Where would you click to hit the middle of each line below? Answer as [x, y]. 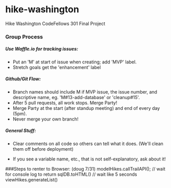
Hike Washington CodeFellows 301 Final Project [55, 24]
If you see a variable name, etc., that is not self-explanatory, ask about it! [89, 159]
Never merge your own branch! [45, 119]
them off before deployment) [43, 149]
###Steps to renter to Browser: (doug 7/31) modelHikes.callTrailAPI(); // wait [86, 169]
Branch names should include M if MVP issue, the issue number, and [85, 92]
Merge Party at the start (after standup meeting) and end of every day [86, 108]
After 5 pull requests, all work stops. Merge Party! [65, 103]
